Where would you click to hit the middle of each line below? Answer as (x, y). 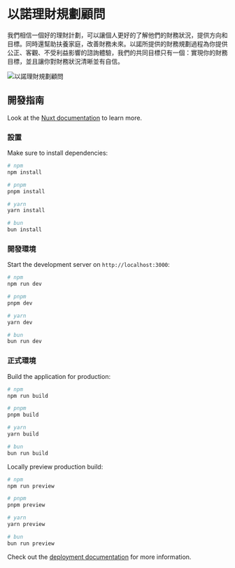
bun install (24, 230)
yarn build (23, 434)
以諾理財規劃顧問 (57, 14)
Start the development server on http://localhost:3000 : (88, 265)
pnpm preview (26, 505)
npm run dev (24, 284)
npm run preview (31, 486)
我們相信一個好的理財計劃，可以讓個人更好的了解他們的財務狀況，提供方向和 (117, 35)
